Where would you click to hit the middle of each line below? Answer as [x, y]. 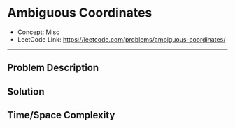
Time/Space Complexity [61, 115]
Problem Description [53, 68]
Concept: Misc [38, 32]
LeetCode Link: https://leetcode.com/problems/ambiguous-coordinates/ [121, 39]
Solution [26, 91]
